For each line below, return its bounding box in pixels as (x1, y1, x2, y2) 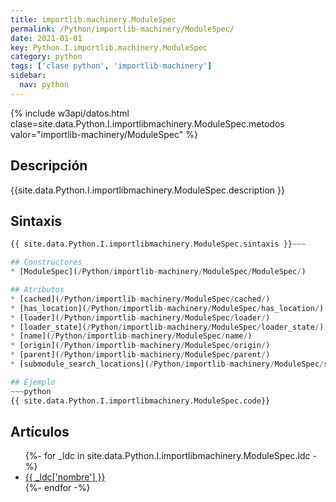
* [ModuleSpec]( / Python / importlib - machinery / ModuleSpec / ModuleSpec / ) (10, 267, 307, 277)
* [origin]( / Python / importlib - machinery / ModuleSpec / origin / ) (10, 341, 271, 351)
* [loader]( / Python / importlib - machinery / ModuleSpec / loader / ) (10, 312, 271, 323)
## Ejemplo (10, 377, 56, 387)
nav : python (19, 80, 70, 90)
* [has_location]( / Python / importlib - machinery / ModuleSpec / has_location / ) (10, 303, 325, 313)
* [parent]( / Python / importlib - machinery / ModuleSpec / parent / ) (10, 350, 271, 360)
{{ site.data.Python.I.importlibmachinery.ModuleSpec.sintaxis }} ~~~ (10, 239, 307, 250)
